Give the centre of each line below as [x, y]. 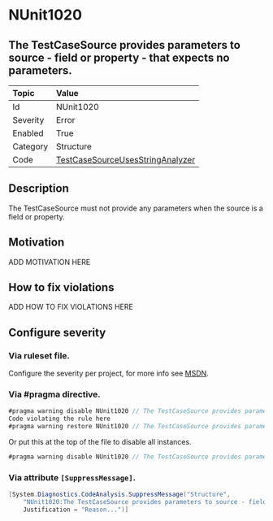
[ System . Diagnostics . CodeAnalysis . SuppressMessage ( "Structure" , [119, 495]
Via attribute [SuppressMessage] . [72, 477]
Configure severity [57, 332]
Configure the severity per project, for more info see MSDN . [108, 373]
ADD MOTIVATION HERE [50, 262]
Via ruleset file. [39, 355]
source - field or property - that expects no [119, 57]
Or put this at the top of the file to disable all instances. [100, 442]
